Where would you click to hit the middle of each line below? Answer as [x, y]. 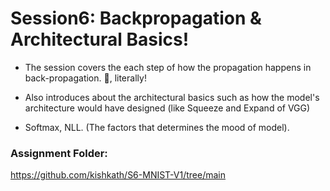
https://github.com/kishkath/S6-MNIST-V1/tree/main [118, 175]
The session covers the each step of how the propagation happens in [168, 67]
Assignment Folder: [59, 153]
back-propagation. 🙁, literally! [85, 78]
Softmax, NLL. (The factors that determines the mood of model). [157, 127]
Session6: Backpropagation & [136, 18]
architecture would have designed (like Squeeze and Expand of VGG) [167, 108]
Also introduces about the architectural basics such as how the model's [172, 97]
